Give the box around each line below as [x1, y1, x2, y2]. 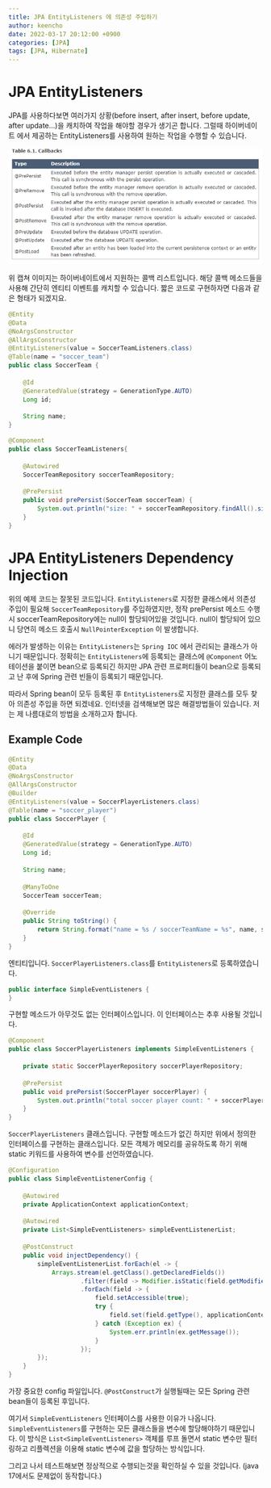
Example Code [8, 733, 83, 747]
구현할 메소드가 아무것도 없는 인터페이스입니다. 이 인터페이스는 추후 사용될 [8, 1009, 241, 1019]
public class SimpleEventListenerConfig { [8, 1175, 153, 1183]
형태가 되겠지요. [16, 293, 67, 303]
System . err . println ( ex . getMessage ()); [109, 1328, 240, 1336]
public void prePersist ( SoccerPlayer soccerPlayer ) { [23, 1088, 207, 1096]
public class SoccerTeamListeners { [8, 445, 128, 454]
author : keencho [8, 21, 63, 30]
